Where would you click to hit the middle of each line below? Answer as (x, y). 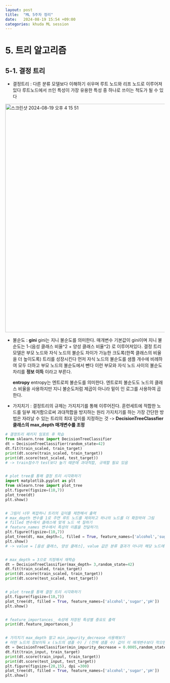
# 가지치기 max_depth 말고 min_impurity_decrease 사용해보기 (65, 638)
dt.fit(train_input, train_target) (43, 652)
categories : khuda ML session (37, 24)
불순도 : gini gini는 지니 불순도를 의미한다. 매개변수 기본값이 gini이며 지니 (84, 340)
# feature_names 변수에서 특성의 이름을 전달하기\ (52, 527)
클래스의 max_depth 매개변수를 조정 (49, 425)
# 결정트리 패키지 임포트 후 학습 (35, 435)
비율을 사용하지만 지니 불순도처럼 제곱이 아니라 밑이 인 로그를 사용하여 (87, 389)
